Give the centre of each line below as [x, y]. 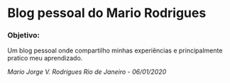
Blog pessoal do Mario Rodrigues [107, 13]
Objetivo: [24, 35]
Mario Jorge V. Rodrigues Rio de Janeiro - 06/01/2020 [87, 72]
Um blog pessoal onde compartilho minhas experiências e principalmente [115, 50]
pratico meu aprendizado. [45, 58]
